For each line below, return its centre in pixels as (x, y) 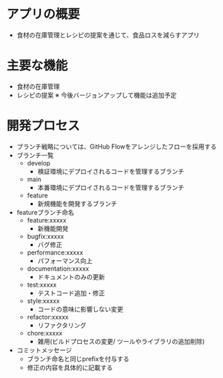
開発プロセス (44, 126)
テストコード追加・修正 (71, 293)
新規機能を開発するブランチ (77, 204)
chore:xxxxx (45, 333)
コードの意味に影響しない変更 (80, 309)
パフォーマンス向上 (65, 260)
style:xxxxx (43, 301)
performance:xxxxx (55, 252)
